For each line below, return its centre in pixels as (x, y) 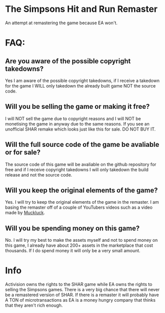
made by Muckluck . (25, 213)
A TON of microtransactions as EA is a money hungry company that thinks (81, 300)
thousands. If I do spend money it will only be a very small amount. (73, 251)
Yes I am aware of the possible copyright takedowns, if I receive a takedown (82, 81)
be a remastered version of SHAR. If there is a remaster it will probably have (82, 295)
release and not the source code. (39, 175)
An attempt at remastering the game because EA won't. (61, 23)
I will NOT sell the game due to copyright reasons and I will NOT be (73, 118)
